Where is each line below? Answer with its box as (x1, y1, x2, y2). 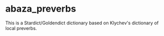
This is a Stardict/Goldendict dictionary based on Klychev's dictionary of (5, 20, 159, 26)
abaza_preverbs (5, 3, 76, 15)
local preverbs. (5, 25, 37, 31)
